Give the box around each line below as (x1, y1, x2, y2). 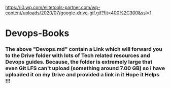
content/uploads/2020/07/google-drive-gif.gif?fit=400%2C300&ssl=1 (5, 10, 152, 16)
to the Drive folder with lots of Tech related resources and (5, 52, 150, 59)
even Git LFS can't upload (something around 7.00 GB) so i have (5, 65, 165, 72)
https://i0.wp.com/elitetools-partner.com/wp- (5, 5, 100, 10)
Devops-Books (5, 27, 70, 39)
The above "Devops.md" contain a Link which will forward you (5, 46, 162, 53)
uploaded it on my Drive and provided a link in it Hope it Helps (5, 71, 160, 78)
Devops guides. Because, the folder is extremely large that (5, 58, 153, 66)
